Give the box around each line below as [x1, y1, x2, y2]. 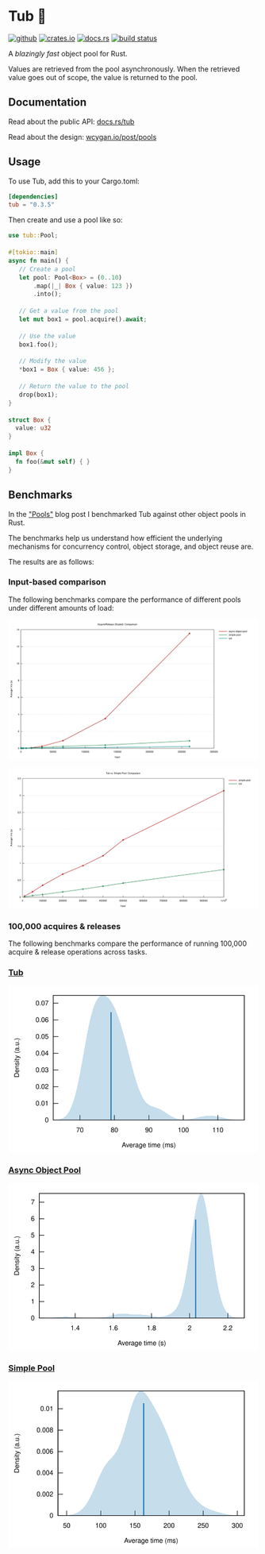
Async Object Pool [8, 1165, 82, 1176]
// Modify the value [18, 357, 87, 365]
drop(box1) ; [18, 391, 59, 399]
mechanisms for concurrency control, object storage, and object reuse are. [8, 542, 254, 551]
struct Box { [8, 416, 52, 424]
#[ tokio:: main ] [8, 249, 59, 256]
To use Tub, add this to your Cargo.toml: [8, 176, 140, 186]
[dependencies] [8, 192, 59, 201]
